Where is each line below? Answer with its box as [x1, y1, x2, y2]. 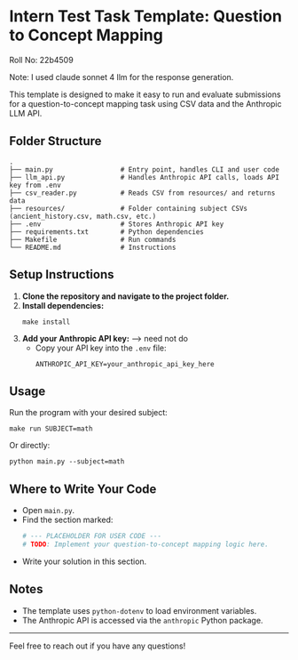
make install [21, 318, 71, 326]
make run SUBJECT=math [9, 424, 93, 433]
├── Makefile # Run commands [9, 235, 176, 244]
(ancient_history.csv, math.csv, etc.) [9, 212, 157, 221]
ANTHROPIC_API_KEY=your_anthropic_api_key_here [35, 359, 215, 368]
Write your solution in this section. [21, 556, 147, 567]
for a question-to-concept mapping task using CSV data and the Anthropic [9, 98, 282, 109]
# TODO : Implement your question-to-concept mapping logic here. [21, 540, 269, 549]
